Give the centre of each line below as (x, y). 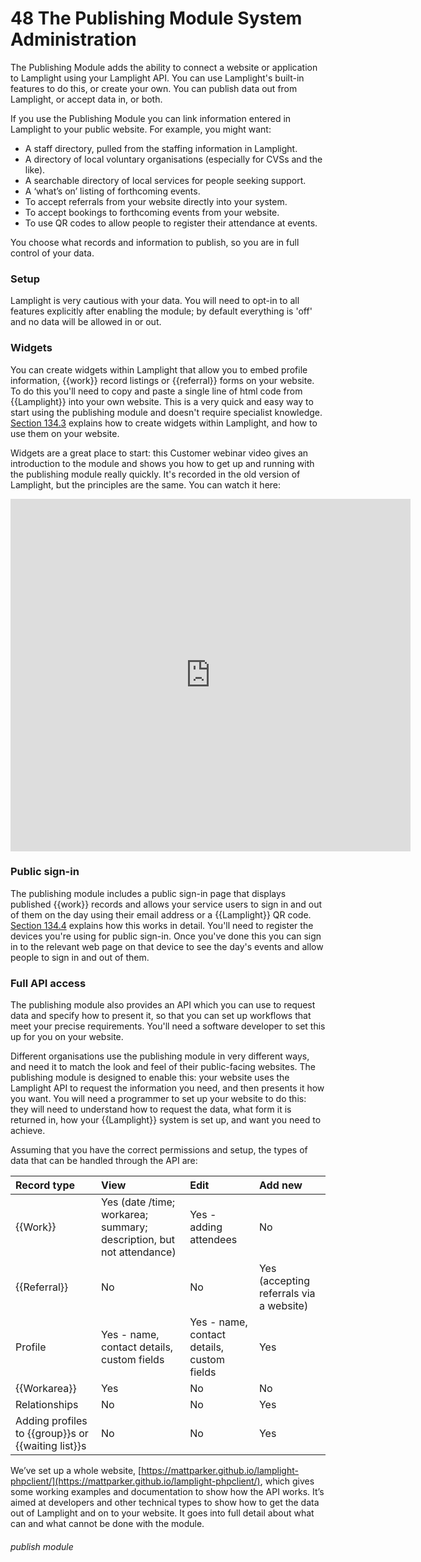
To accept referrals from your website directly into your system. (156, 201)
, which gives (287, 1481)
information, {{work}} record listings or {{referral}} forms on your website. (162, 380)
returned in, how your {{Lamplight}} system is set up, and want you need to (166, 1120)
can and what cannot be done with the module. (107, 1524)
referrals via (287, 1294)
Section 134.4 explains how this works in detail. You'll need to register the (162, 925)
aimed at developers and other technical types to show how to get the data (165, 1503)
